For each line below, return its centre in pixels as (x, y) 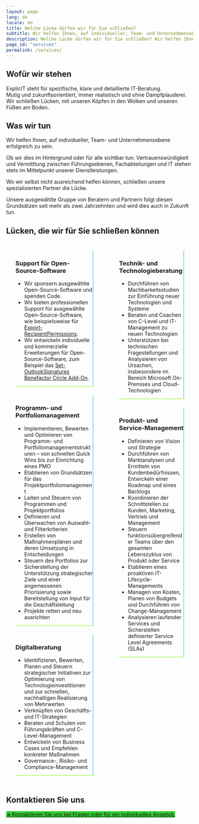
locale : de (20, 22)
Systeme (138, 309)
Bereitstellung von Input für (57, 598)
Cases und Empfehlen (51, 748)
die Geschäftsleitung (49, 604)
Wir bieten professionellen (56, 302)
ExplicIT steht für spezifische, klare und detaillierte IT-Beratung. (84, 88)
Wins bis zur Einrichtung (54, 460)
